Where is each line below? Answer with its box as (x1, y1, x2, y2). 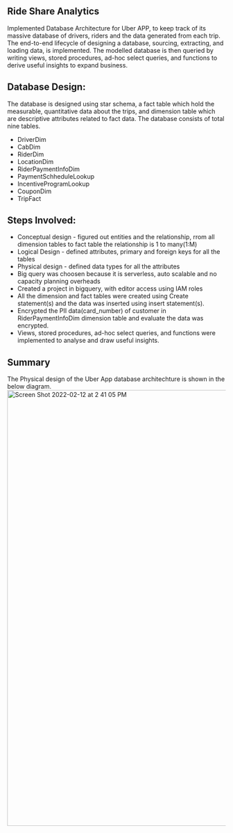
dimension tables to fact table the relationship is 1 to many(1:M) (17, 240, 198, 249)
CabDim (17, 143, 41, 151)
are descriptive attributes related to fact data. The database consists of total (7, 114, 225, 122)
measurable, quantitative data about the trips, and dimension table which (7, 107, 216, 115)
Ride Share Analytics (7, 6, 100, 17)
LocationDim (17, 157, 54, 165)
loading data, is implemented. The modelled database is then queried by (7, 46, 214, 54)
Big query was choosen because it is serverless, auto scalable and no (17, 270, 217, 278)
